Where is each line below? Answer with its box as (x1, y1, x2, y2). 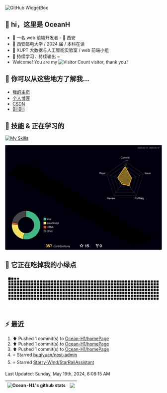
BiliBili (12, 106, 25, 112)
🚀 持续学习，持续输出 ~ (12, 53, 61, 59)
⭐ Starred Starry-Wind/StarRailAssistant (12, 360, 94, 365)
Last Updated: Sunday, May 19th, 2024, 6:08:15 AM (5, 371, 110, 377)
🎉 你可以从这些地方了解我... (5, 75, 89, 83)
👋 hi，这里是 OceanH (5, 20, 71, 29)
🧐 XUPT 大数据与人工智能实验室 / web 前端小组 (12, 47, 109, 53)
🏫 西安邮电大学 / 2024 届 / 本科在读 (12, 40, 85, 47)
